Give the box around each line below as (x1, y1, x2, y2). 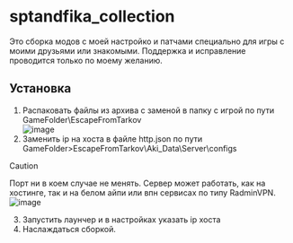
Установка (9, 81, 72, 96)
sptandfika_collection (9, 6, 175, 27)
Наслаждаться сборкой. (22, 223, 117, 234)
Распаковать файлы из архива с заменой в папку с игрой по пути (22, 105, 275, 116)
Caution (9, 160, 39, 171)
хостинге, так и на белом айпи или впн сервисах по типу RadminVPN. (9, 187, 276, 198)
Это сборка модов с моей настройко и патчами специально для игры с (9, 36, 285, 47)
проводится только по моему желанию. (9, 55, 164, 65)
